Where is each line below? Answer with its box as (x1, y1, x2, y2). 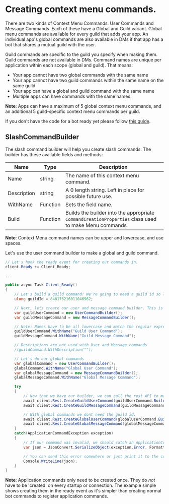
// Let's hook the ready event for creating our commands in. (5, 260, 138, 265)
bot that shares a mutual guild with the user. (5, 41, 97, 47)
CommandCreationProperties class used (65, 215, 157, 222)
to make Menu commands (65, 222, 127, 229)
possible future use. (65, 193, 113, 200)
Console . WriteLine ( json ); (23, 459, 78, 464)
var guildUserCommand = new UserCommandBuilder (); (14, 310, 123, 316)
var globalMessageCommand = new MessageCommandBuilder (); (14, 370, 138, 375)
